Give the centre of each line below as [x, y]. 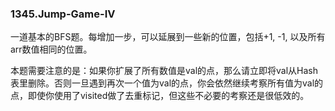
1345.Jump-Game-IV [63, 14]
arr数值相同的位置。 [51, 49]
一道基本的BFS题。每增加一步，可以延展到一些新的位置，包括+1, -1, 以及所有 [168, 37]
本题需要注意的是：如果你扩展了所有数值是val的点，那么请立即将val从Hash [164, 71]
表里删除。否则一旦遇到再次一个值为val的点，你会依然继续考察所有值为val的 [167, 83]
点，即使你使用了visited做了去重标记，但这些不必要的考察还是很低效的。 [160, 96]
